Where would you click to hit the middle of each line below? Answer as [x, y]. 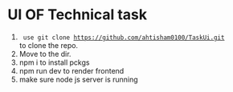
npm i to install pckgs [54, 62]
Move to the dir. [45, 54]
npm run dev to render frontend [72, 70]
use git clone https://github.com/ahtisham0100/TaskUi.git [124, 38]
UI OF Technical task [78, 15]
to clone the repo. [48, 45]
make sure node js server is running [78, 79]
